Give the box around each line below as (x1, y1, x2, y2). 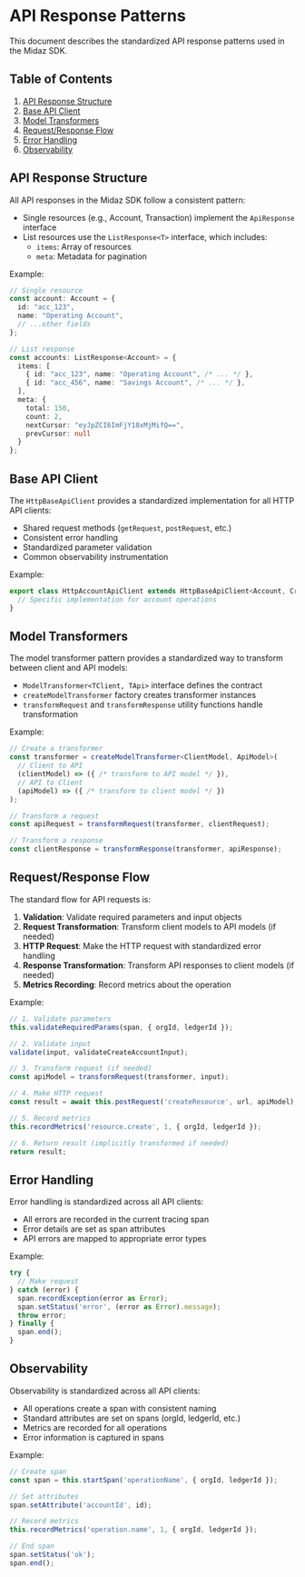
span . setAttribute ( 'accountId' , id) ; (9, 1501, 152, 1510)
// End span (9, 1542, 54, 1551)
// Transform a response (9, 836, 103, 845)
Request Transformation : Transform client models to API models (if (22, 921, 277, 932)
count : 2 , (25, 412, 64, 421)
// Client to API (17, 761, 84, 771)
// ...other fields (17, 320, 92, 329)
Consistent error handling (22, 533, 119, 543)
